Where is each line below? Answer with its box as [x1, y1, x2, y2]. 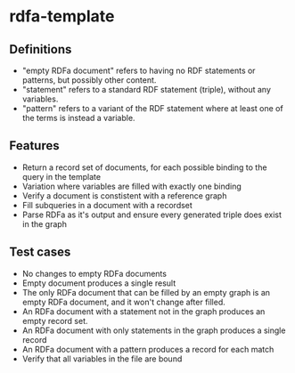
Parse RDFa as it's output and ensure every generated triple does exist [21, 209, 283, 220]
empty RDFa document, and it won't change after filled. [21, 296, 225, 307]
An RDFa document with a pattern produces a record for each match [21, 344, 275, 354]
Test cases [9, 245, 71, 260]
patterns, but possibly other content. [21, 75, 157, 85]
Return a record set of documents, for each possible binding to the [21, 162, 267, 173]
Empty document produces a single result [21, 278, 176, 288]
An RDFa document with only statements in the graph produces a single [21, 325, 286, 336]
